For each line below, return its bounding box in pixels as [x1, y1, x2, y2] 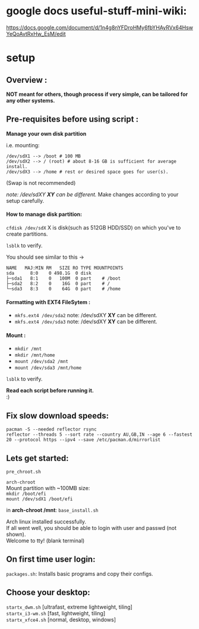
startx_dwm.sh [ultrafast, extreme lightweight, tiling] [6, 603, 132, 611]
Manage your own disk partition [6, 130, 87, 137]
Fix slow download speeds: [6, 410, 109, 421]
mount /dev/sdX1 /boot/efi [6, 496, 73, 502]
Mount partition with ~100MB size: [6, 484, 90, 491]
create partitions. [6, 230, 48, 237]
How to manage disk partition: [6, 210, 82, 218]
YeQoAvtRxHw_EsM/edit [6, 30, 67, 37]
